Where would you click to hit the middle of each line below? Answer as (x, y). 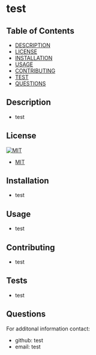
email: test (28, 347)
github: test (29, 340)
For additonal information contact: (48, 329)
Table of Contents (40, 31)
